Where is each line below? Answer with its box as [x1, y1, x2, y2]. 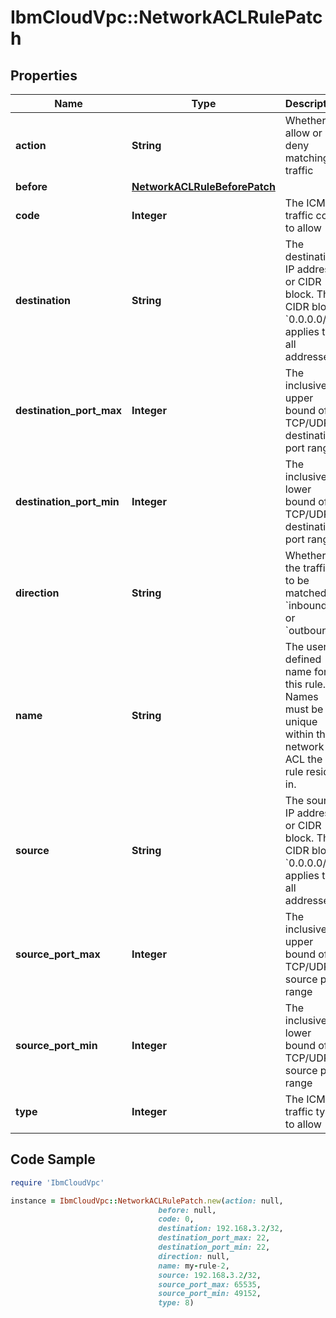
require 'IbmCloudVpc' [10, 1177, 105, 1188]
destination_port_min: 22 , [158, 1242, 271, 1253]
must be [284, 702, 324, 716]
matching [284, 151, 330, 165]
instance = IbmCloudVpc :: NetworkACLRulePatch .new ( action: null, [10, 1196, 284, 1206]
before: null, [158, 1205, 217, 1215]
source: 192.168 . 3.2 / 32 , [158, 1270, 262, 1280]
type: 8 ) [158, 1298, 195, 1308]
